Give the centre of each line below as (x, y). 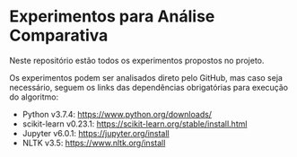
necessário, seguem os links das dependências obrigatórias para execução (149, 87)
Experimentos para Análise (112, 17)
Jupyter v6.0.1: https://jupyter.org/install (96, 133)
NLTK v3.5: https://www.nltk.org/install (94, 143)
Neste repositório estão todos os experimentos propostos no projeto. (137, 60)
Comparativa (59, 35)
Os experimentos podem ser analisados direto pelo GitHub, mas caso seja (146, 77)
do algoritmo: (34, 97)
